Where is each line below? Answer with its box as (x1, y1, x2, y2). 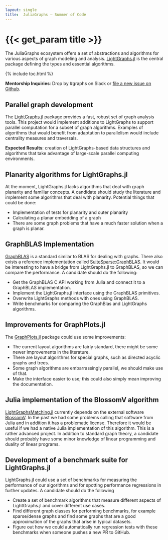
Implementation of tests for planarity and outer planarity (12, 209, 128, 215)
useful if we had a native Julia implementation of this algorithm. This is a (5, 425, 154, 431)
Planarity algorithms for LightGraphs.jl (5, 170, 128, 179)
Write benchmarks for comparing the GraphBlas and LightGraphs (12, 300, 147, 306)
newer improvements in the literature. (12, 349, 90, 355)
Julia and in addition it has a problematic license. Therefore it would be (5, 420, 151, 426)
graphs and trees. (12, 359, 49, 365)
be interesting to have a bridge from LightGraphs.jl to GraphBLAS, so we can (5, 264, 163, 270)
